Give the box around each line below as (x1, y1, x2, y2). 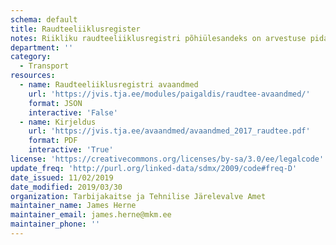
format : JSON (28, 98, 83, 108)
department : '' (10, 42, 74, 53)
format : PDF (28, 136, 78, 146)
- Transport (19, 61, 70, 71)
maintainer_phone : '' (10, 219, 101, 230)
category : (10, 52, 52, 62)
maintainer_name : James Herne (10, 201, 137, 211)
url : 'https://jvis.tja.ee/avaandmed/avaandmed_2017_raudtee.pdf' (28, 126, 311, 136)
